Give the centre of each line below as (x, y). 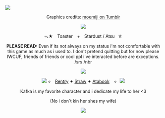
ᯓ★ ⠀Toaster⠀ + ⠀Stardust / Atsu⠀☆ (83, 36)
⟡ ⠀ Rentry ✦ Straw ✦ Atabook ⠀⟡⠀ (84, 81)
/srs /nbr (83, 62)
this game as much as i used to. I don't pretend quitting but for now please (83, 51)
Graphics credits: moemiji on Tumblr (83, 17)
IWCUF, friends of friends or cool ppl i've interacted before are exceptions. (83, 57)
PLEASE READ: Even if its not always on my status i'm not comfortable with (83, 46)
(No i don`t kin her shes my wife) (83, 101)
